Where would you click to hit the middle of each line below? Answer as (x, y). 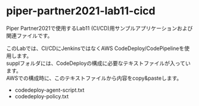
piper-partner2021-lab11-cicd (81, 11)
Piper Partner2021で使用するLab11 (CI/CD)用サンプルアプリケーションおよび (99, 28)
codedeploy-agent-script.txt (49, 90)
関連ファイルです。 (29, 35)
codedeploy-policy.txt (42, 96)
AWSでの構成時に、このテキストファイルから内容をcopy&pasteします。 (94, 78)
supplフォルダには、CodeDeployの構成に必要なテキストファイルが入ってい (98, 63)
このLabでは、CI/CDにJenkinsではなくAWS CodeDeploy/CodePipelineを (95, 48)
